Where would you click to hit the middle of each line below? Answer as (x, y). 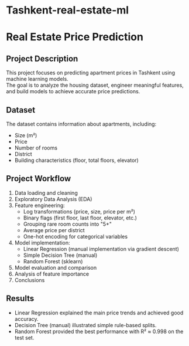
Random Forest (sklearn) (53, 261)
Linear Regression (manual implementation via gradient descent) (101, 249)
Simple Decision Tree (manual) (60, 255)
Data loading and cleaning (46, 193)
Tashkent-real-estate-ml (68, 10)
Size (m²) (26, 135)
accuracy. (27, 319)
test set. (24, 337)
